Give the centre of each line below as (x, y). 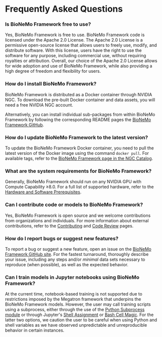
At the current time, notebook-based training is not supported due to (74, 294)
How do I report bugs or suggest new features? (62, 238)
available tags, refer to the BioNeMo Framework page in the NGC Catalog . (79, 158)
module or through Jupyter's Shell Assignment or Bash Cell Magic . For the (80, 315)
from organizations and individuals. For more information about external (77, 220)
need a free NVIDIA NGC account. (39, 105)
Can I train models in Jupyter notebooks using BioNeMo (72, 277)
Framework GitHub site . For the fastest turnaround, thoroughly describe (77, 254)
